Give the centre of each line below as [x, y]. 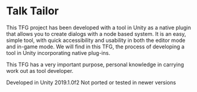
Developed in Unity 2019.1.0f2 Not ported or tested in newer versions [91, 82]
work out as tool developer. [40, 70]
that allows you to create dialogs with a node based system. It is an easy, [96, 33]
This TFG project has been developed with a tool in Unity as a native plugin [99, 27]
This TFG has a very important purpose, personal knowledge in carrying [95, 65]
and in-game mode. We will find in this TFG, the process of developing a [95, 47]
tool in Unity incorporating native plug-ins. [58, 53]
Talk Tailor [32, 11]
